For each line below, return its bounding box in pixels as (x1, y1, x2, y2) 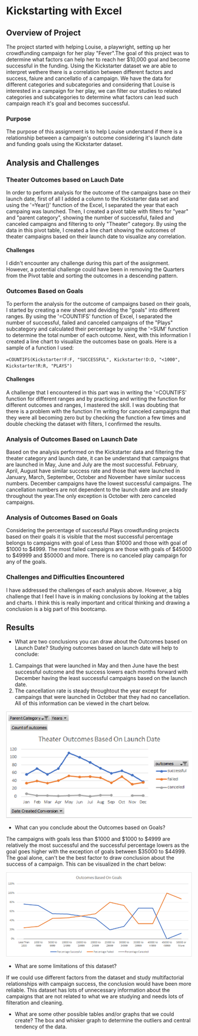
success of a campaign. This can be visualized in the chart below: (6, 860, 167, 867)
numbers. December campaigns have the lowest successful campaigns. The (6, 480, 192, 487)
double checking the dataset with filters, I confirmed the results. (6, 420, 162, 427)
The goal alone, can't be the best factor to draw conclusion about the (6, 854, 175, 862)
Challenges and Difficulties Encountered (6, 573, 125, 581)
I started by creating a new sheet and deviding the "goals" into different (6, 306, 180, 314)
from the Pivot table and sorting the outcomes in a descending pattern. (6, 272, 179, 279)
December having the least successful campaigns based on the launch (14, 675, 187, 682)
